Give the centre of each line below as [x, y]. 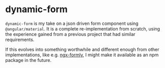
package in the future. [28, 60]
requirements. [20, 40]
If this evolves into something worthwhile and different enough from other [82, 49]
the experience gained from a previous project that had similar [70, 34]
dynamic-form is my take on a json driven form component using [72, 23]
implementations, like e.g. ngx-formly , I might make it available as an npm [82, 55]
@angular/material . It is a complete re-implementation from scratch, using [83, 28]
